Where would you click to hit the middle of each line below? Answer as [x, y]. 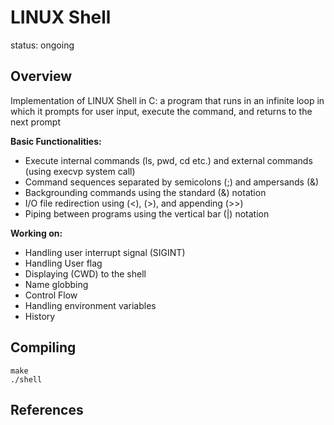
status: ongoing [42, 45]
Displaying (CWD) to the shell [85, 273]
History [40, 316]
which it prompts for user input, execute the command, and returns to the [161, 111]
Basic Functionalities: [56, 141]
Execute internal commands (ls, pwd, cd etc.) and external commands [168, 160]
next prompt [35, 122]
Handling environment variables [90, 305]
